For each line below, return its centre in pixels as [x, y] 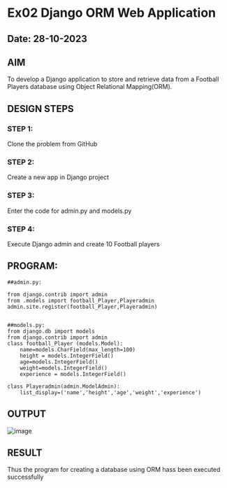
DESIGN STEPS [41, 109]
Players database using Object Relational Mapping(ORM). [90, 87]
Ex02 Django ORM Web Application [112, 13]
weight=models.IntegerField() [64, 368]
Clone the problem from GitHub [52, 144]
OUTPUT [27, 414]
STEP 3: [21, 195]
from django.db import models [51, 331]
